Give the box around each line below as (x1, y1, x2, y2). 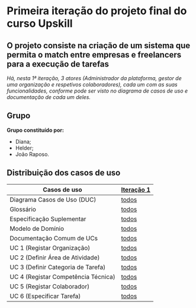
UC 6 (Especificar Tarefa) (9, 292, 81, 300)
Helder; (15, 144, 34, 151)
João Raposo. (15, 150, 50, 158)
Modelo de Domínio (9, 224, 65, 233)
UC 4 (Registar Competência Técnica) (9, 272, 115, 281)
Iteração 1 (121, 185, 150, 193)
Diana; (15, 138, 31, 145)
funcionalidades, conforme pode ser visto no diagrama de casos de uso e (7, 87, 188, 94)
